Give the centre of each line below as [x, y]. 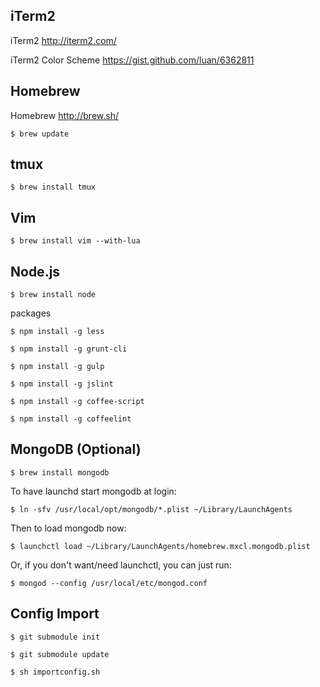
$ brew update [40, 134]
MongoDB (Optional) [76, 449]
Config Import [55, 614]
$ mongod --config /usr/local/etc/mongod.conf [109, 583]
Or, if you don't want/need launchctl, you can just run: [121, 565]
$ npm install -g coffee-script [77, 402]
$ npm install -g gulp [57, 367]
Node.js [35, 271]
